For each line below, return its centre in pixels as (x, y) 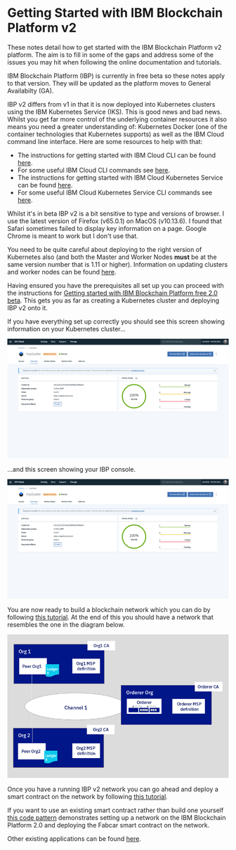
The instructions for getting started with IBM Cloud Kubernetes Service (120, 178)
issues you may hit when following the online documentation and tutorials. (114, 62)
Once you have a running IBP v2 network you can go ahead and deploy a (113, 789)
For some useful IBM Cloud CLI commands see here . (94, 170)
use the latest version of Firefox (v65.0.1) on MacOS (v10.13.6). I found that (115, 221)
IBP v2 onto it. (27, 307)
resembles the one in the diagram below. (66, 625)
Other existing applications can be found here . (74, 838)
